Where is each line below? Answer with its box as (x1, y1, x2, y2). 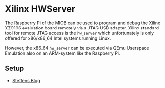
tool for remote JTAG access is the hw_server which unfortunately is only (5, 30, 154, 36)
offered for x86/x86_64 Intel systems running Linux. (5, 35, 111, 41)
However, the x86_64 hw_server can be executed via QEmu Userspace (5, 45, 149, 51)
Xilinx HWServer (5, 3, 76, 15)
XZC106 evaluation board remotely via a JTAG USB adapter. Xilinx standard (5, 25, 159, 30)
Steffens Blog (12, 77, 41, 83)
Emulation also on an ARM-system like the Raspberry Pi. (5, 50, 120, 56)
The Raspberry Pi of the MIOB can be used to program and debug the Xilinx (5, 20, 160, 26)
